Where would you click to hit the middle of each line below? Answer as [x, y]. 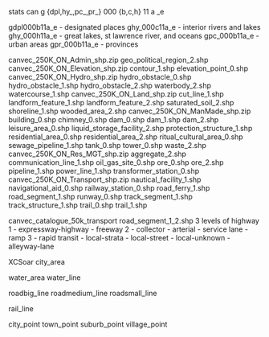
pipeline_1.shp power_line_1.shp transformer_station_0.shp [104, 171]
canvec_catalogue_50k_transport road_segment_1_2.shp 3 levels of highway [134, 221]
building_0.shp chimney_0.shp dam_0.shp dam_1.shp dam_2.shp [114, 119]
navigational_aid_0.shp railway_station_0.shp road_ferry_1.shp [109, 188]
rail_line [21, 308]
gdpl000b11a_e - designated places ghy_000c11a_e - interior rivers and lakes [134, 27]
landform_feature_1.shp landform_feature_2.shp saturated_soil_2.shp [121, 103]
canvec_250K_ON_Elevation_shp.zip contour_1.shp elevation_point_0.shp [128, 68]
